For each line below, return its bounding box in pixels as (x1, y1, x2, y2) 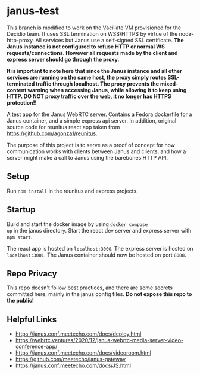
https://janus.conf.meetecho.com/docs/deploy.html (15, 330, 142, 337)
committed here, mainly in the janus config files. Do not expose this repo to (7, 291, 192, 298)
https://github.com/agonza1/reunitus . (7, 130, 98, 137)
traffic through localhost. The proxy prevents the (36, 80, 160, 87)
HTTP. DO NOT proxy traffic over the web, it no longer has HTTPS (7, 93, 171, 100)
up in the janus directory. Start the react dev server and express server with (7, 227, 192, 234)
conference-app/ (15, 343, 58, 350)
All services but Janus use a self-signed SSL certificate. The (35, 36, 184, 44)
